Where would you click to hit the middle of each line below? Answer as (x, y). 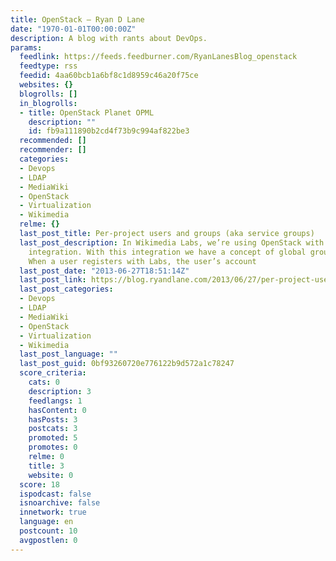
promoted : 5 (53, 438)
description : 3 (60, 391)
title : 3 (46, 466)
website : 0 (51, 475)
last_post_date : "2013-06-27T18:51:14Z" (104, 271)
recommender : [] (53, 150)
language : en (46, 522)
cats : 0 (44, 382)
